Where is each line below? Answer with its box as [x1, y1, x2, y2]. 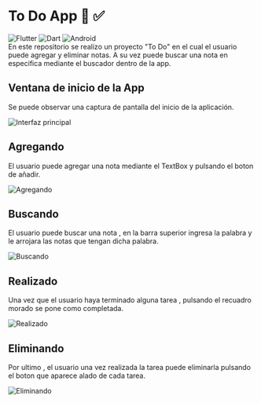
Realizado [8, 274, 58, 288]
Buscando [8, 207, 59, 221]
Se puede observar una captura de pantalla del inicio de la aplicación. [8, 102, 234, 112]
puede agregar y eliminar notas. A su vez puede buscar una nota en [8, 50, 228, 60]
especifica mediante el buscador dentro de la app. [8, 58, 171, 68]
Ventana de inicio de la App [8, 82, 145, 95]
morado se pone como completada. [8, 304, 124, 313]
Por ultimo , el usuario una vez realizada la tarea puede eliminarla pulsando [8, 363, 252, 372]
